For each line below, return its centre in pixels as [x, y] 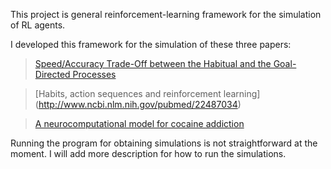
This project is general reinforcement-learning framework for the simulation [166, 14]
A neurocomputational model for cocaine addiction [139, 123]
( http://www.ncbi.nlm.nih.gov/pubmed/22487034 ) [138, 104]
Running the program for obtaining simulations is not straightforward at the [164, 143]
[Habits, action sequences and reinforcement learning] [147, 93]
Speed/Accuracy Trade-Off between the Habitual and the [153, 63]
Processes [94, 74]
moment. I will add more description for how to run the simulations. [148, 153]
